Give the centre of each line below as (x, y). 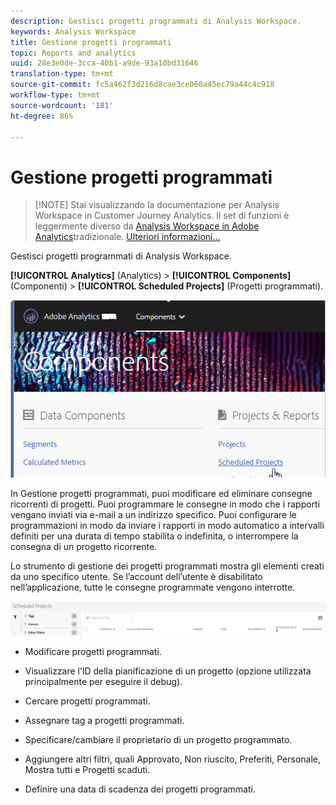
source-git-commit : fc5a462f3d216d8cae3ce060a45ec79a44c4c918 (142, 85)
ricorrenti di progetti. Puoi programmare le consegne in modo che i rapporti (165, 504)
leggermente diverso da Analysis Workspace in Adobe (147, 226)
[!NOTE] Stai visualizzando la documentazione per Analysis (157, 205)
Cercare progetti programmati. (87, 701)
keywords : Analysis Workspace (73, 31)
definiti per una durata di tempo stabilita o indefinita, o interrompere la (154, 536)
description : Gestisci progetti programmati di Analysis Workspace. (156, 21)
